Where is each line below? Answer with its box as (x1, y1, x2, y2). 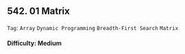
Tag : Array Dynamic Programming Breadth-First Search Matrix (7, 23, 179, 31)
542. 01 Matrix (7, 5, 70, 17)
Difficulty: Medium (7, 39, 62, 47)
